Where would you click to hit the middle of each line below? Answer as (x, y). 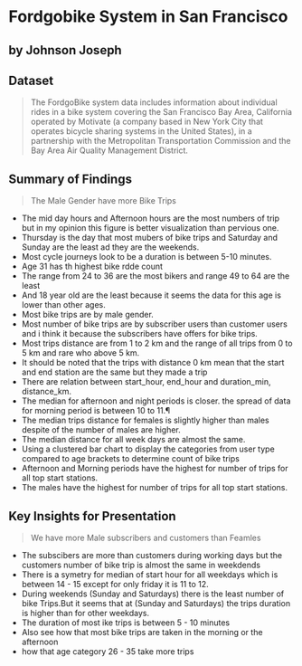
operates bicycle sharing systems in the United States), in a (141, 131)
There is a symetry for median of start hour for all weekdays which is (150, 575)
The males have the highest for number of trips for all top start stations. (155, 488)
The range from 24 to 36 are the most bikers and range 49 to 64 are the (156, 276)
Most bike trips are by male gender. (88, 315)
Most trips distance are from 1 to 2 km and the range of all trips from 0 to (157, 343)
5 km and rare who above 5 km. (80, 353)
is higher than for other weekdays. (85, 614)
